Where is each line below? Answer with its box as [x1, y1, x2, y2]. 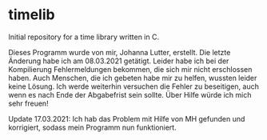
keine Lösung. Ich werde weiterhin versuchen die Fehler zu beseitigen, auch [8, 82, 260, 91]
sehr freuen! [8, 98, 50, 108]
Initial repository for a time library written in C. [8, 32, 160, 42]
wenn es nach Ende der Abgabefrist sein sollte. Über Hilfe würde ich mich [8, 90, 252, 99]
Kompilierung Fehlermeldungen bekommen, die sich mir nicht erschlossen [8, 64, 253, 74]
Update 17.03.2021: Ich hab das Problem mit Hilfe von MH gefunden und [8, 114, 245, 123]
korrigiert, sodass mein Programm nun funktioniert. [8, 122, 177, 132]
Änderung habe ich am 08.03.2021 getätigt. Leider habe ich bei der [8, 56, 229, 66]
